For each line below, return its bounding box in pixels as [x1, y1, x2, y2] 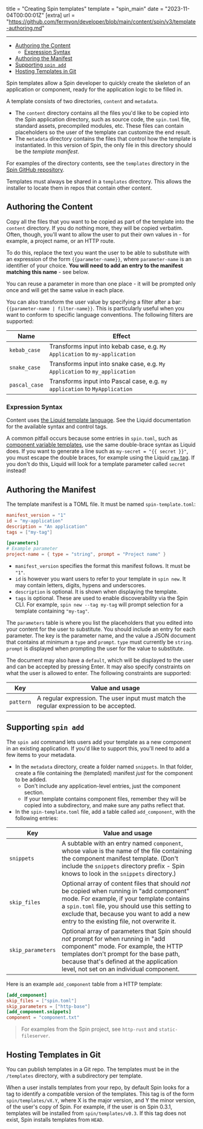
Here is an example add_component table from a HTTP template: [6, 980, 163, 987]
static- [158, 1027, 178, 1033]
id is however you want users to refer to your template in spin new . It [14, 575, 186, 582]
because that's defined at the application [61, 957, 178, 965]
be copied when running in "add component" [61, 887, 190, 895]
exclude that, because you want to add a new [61, 909, 190, 918]
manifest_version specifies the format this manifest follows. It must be [14, 562, 190, 570]
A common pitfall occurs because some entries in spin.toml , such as [6, 435, 178, 442]
